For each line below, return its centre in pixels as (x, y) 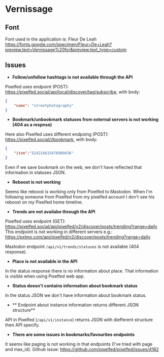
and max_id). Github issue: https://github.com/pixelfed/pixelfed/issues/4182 (82, 350)
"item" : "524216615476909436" (44, 153)
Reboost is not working (36, 182)
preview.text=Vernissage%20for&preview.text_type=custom (66, 50)
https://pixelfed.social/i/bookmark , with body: (51, 140)
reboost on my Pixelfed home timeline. (44, 202)
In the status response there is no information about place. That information (82, 271)
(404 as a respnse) (32, 125)
